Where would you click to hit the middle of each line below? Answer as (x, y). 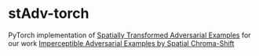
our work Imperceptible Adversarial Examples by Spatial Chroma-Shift (121, 43)
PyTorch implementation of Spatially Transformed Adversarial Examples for (129, 35)
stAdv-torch (49, 14)
